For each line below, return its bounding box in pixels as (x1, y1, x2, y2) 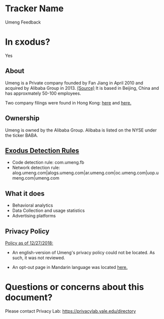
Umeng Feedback (5, 19, 41, 25)
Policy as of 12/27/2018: (5, 240, 53, 246)
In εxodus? (5, 36, 50, 48)
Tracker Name (5, 3, 64, 14)
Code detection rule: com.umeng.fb (12, 159, 85, 165)
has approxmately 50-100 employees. (5, 90, 81, 96)
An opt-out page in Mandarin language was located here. (12, 264, 128, 270)
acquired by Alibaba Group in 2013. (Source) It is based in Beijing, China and (5, 85, 159, 91)
